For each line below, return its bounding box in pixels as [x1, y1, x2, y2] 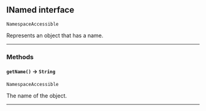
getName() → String [6, 68, 56, 75]
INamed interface [6, 5, 75, 15]
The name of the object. [6, 91, 67, 99]
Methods [6, 52, 34, 61]
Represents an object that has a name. [6, 32, 104, 39]
